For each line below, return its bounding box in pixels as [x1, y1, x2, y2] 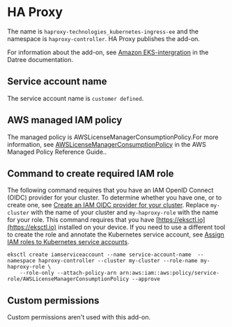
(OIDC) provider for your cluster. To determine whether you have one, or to [7, 193, 222, 202]
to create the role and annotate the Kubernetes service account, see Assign [7, 230, 224, 239]
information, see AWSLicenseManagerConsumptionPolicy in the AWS [7, 140, 207, 148]
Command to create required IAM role [7, 168, 174, 180]
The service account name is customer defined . [7, 94, 144, 102]
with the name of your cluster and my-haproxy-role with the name [31, 208, 219, 216]
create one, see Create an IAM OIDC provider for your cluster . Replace [7, 201, 209, 209]
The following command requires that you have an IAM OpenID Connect [7, 186, 214, 195]
